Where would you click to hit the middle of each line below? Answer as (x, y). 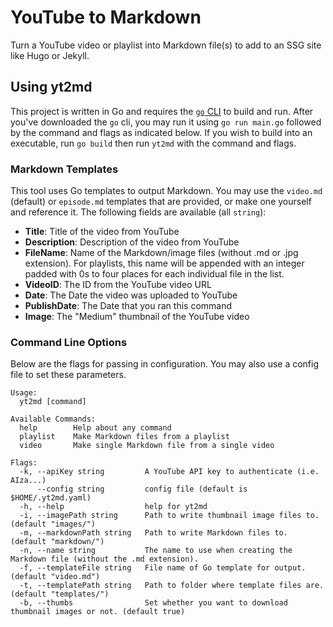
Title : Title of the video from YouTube (102, 232)
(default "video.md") (55, 577)
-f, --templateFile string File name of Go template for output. (163, 568)
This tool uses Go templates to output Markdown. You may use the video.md (166, 191)
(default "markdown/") (57, 542)
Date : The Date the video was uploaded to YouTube (131, 295)
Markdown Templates (64, 169)
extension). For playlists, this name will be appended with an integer (164, 263)
